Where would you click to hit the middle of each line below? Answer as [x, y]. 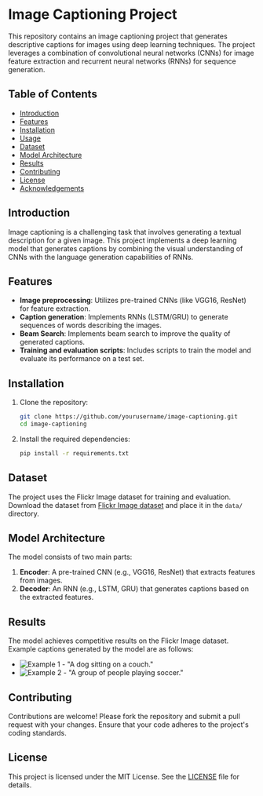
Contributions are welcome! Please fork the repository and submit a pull [124, 717]
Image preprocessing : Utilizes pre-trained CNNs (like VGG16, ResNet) [133, 301]
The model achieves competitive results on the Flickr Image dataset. [119, 641]
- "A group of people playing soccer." [123, 673]
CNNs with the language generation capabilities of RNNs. [101, 257]
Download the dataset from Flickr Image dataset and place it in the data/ [126, 505]
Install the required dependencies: [75, 439]
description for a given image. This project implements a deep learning [122, 240]
